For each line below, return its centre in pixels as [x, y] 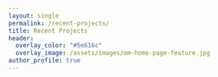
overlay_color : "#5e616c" [59, 46]
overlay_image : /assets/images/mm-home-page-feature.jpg [113, 53]
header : [21, 38]
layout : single [34, 16]
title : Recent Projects [48, 30]
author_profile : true [45, 61]
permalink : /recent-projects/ [59, 23]
